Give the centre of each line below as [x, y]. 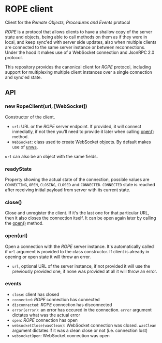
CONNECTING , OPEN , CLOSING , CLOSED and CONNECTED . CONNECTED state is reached [80, 184]
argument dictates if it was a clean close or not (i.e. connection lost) [80, 330]
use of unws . [25, 147]
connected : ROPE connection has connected [56, 299]
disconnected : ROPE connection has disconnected [62, 305]
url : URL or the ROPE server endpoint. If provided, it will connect [77, 126]
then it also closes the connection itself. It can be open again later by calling [81, 218]
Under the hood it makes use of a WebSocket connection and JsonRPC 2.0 [80, 52]
